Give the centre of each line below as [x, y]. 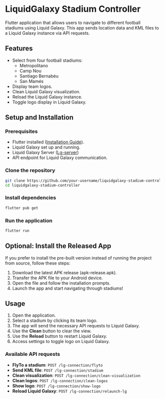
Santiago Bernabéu [39, 76]
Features [19, 48]
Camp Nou [30, 71]
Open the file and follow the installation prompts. [61, 283]
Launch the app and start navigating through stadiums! [68, 288]
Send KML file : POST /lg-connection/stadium [58, 370]
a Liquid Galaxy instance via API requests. [47, 33]
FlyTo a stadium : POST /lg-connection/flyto [57, 365]
